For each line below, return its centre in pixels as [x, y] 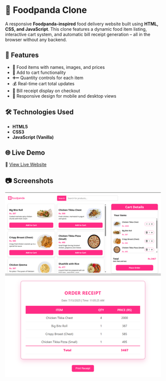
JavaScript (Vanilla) [33, 137]
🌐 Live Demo [25, 152]
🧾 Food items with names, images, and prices [59, 67]
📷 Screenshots [29, 181]
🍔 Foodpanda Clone [46, 10]
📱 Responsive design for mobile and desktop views [64, 96]
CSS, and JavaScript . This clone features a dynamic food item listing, [76, 29]
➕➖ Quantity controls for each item [48, 78]
